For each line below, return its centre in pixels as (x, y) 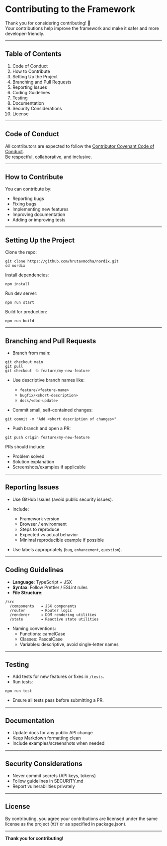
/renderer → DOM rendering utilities (53, 615)
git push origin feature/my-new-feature (48, 437)
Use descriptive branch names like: (48, 380)
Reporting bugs (28, 199)
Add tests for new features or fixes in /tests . (58, 676)
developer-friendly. (25, 33)
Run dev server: (21, 293)
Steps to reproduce (40, 529)
